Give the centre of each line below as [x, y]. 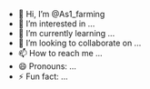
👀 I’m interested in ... [56, 24]
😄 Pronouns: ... [47, 66]
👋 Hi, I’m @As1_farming [61, 14]
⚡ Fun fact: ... [43, 76]
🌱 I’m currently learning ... [66, 33]
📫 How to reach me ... [60, 53]
